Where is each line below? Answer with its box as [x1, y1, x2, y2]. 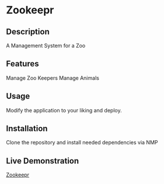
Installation [6, 123, 48, 134]
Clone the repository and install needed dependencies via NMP [6, 139, 159, 146]
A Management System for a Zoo [6, 42, 86, 49]
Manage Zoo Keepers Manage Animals [6, 74, 99, 82]
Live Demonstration [6, 155, 79, 166]
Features [6, 59, 39, 69]
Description [6, 27, 50, 37]
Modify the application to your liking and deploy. [6, 107, 122, 114]
